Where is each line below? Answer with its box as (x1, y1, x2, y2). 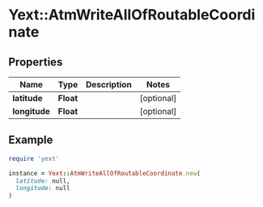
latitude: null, (15, 176, 70, 185)
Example (8, 133, 53, 147)
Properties (8, 55, 63, 69)
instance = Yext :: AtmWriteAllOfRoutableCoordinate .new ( (8, 169, 201, 177)
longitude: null (15, 184, 70, 192)
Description (85, 79, 132, 90)
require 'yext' (8, 154, 60, 163)
